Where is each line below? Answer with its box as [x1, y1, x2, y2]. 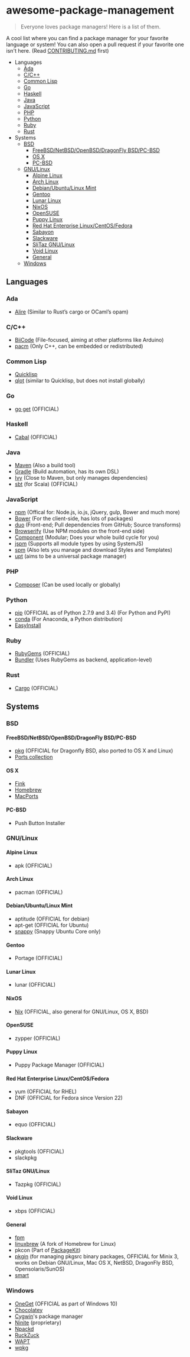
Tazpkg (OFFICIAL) [14, 1181, 61, 1188]
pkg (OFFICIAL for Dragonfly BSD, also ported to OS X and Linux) [14, 747, 173, 754]
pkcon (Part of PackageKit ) [14, 1246, 81, 1254]
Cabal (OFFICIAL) [14, 433, 58, 441]
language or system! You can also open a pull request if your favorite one [6, 41, 184, 48]
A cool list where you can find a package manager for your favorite [6, 34, 169, 41]
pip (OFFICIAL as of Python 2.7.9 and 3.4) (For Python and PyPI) [14, 609, 171, 616]
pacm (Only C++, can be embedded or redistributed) [14, 343, 143, 350]
